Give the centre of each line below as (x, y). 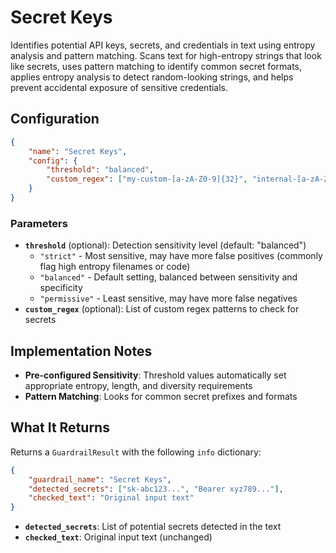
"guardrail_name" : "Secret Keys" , (100, 479)
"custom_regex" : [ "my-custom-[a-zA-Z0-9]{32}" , (147, 179)
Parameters (39, 223)
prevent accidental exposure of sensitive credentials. (119, 87)
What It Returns (60, 427)
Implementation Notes (81, 351)
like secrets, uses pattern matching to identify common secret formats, (156, 66)
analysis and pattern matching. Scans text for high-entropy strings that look (166, 55)
